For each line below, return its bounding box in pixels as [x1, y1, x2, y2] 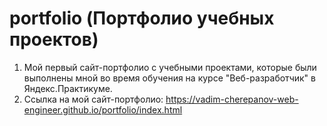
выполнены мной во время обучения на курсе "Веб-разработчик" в [23, 72, 316, 84]
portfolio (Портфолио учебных [9, 7, 275, 30]
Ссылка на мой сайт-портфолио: [23, 93, 164, 105]
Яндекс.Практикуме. [23, 82, 113, 94]
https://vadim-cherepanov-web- [165, 93, 299, 105]
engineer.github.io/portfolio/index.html [23, 103, 183, 116]
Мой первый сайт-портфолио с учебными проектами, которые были [23, 61, 317, 73]
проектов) [9, 28, 99, 51]
